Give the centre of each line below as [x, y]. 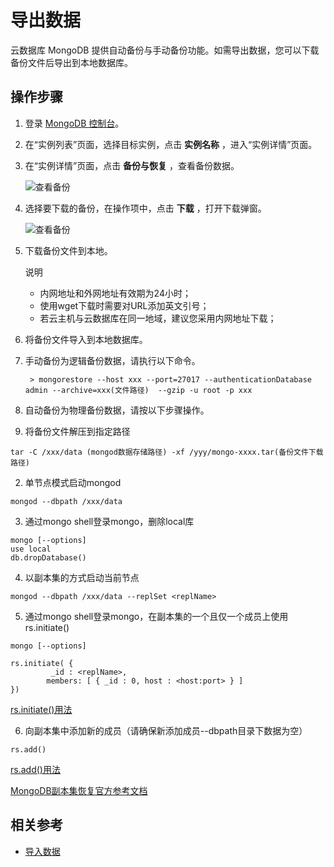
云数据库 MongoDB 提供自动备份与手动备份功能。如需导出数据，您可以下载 [165, 50]
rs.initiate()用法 [41, 709]
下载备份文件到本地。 [68, 250]
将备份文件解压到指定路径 [77, 431]
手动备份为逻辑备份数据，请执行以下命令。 [112, 360]
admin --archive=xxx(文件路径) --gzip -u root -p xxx [138, 390]
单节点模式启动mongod [73, 482]
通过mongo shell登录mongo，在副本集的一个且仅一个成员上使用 [156, 616]
